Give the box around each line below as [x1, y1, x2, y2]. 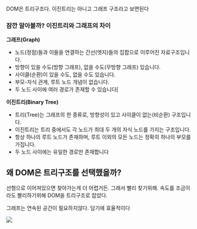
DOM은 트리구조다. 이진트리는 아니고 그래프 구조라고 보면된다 [6, 5, 149, 12]
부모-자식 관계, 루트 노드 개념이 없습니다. [14, 79, 110, 86]
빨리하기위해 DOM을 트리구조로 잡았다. [17, 192, 108, 199]
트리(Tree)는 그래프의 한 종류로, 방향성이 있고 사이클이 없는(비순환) [14, 111, 171, 118]
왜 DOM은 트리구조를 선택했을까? [6, 167, 122, 177]
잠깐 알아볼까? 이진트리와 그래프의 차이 [6, 21, 111, 30]
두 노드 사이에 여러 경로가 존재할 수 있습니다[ [14, 86, 119, 93]
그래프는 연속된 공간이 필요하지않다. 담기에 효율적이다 [6, 205, 130, 212]
